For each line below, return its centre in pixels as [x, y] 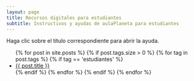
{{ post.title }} [32, 66]
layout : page [23, 12]
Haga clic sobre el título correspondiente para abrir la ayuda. [83, 41]
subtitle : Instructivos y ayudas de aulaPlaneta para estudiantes [93, 23]
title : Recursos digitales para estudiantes [64, 18]
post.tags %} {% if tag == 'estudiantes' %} [69, 60]
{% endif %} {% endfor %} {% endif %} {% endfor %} [83, 72]
